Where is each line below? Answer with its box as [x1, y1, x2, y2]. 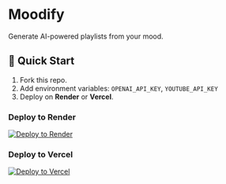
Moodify [8, 6, 65, 24]
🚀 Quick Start [8, 54, 75, 68]
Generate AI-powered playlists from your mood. [8, 31, 164, 41]
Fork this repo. [19, 75, 67, 84]
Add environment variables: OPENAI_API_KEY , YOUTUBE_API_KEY [19, 83, 219, 93]
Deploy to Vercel [8, 149, 73, 160]
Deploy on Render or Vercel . [19, 92, 114, 101]
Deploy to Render [8, 112, 77, 123]
